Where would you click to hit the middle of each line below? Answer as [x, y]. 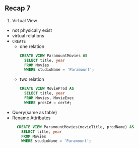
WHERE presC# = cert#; [48, 103]
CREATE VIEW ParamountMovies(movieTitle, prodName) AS [76, 127]
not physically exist [32, 30]
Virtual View [24, 20]
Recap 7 [18, 8]
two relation [32, 79]
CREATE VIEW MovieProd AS [47, 89]
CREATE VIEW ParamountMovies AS [53, 56]
